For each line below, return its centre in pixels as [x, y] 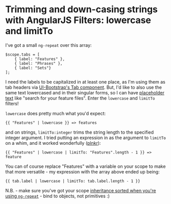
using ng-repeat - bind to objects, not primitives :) [57, 196]
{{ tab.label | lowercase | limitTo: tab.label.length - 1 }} [73, 181]
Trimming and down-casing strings [82, 9]
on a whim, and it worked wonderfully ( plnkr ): [53, 143]
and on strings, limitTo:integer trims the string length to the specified [80, 132]
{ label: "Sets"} [33, 68]
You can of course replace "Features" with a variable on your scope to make [86, 166]
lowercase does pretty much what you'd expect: [56, 113]
